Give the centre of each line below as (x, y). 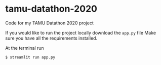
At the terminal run (25, 48)
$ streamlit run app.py (30, 57)
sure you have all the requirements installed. (51, 38)
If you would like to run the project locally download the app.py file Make (80, 32)
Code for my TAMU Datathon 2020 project (49, 23)
